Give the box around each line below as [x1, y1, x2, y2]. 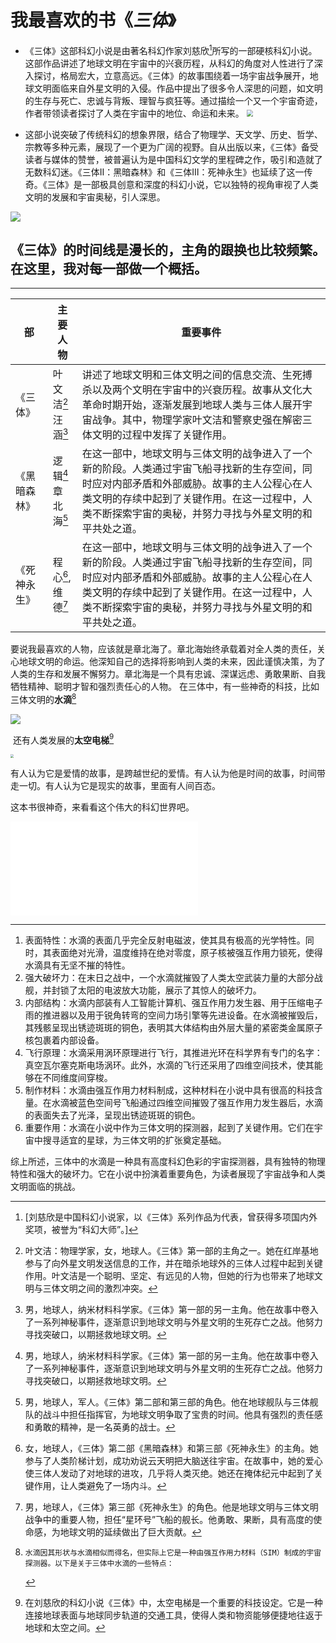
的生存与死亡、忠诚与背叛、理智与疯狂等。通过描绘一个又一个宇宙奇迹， [24, 94, 323, 106]
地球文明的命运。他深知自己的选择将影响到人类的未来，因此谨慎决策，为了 [18, 656, 326, 668]
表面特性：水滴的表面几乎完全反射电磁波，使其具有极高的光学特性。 [24, 934, 306, 946]
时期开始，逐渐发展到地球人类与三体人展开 [101, 397, 303, 411]
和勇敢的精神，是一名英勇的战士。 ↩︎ [24, 1421, 176, 1433]
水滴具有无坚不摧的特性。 [24, 959, 131, 971]
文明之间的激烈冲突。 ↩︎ [59, 1282, 158, 1294]
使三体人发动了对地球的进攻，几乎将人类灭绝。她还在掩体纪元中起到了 [24, 1467, 315, 1479]
